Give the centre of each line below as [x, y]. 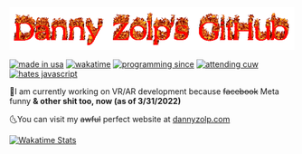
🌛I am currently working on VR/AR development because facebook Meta [145, 91]
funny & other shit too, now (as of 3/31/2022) [95, 101]
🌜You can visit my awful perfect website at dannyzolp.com [120, 120]
